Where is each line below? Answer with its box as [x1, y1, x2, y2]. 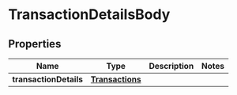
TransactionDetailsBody [8, 6, 171, 24]
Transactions [90, 74, 141, 85]
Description [149, 61, 194, 71]
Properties [8, 37, 62, 51]
